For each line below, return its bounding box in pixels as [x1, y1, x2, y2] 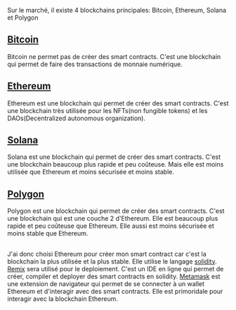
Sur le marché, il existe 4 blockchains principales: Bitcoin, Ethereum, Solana [7, 6, 227, 14]
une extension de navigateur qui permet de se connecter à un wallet [7, 279, 205, 288]
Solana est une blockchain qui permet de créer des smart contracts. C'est [7, 153, 221, 161]
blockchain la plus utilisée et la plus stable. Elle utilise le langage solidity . [7, 257, 217, 266]
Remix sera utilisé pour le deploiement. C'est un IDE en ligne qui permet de [7, 264, 224, 273]
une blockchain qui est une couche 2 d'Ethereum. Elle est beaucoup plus [7, 214, 218, 223]
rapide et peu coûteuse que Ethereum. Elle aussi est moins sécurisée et [7, 221, 214, 231]
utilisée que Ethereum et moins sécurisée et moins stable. [7, 168, 174, 176]
